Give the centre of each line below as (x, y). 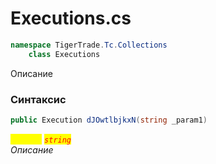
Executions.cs (71, 18)
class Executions (64, 54)
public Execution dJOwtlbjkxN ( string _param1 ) (109, 120)
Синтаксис (38, 99)
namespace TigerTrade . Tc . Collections (89, 45)
